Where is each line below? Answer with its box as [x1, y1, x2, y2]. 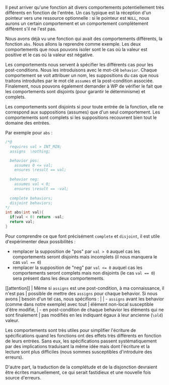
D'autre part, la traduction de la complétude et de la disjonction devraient [5, 364, 157, 370]
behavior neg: [10, 177, 39, 182]
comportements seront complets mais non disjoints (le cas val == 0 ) [12, 269, 155, 276]
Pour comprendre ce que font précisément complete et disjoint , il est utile [5, 233, 160, 239]
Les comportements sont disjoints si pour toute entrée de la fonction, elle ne [5, 104, 164, 109]
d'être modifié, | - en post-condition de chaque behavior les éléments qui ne [5, 306, 164, 313]
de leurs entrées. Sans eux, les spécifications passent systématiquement [5, 338, 157, 344]
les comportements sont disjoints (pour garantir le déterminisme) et [5, 89, 145, 94]
